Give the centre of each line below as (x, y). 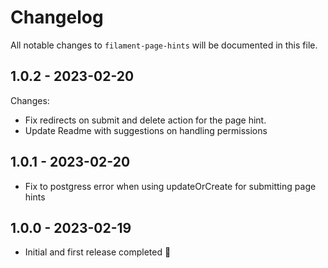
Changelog (57, 17)
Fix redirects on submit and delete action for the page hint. (145, 120)
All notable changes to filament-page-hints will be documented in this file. (164, 45)
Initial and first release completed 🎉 (98, 252)
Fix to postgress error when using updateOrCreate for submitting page (170, 186)
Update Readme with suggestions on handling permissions (146, 130)
